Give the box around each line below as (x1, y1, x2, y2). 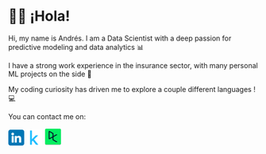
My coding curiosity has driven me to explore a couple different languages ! (8, 84, 256, 94)
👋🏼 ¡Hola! (8, 7, 71, 25)
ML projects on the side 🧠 (8, 69, 93, 79)
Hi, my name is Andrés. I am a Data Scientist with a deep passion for (8, 33, 232, 43)
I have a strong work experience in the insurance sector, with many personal (8, 60, 258, 70)
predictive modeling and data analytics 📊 (8, 42, 145, 52)
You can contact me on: (8, 111, 86, 121)
